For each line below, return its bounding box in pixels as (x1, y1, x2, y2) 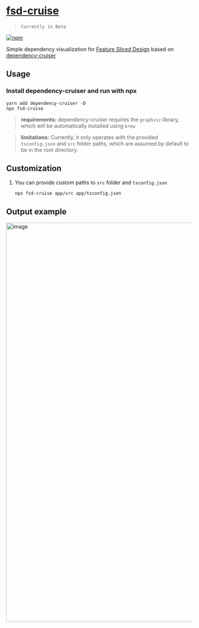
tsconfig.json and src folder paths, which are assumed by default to (20, 140, 190, 147)
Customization (6, 164, 62, 174)
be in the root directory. (20, 146, 79, 153)
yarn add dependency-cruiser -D (6, 100, 86, 106)
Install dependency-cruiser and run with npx (6, 87, 137, 95)
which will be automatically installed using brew (20, 122, 136, 129)
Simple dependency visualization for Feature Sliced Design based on (6, 46, 174, 53)
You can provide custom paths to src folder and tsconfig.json (14, 179, 168, 186)
